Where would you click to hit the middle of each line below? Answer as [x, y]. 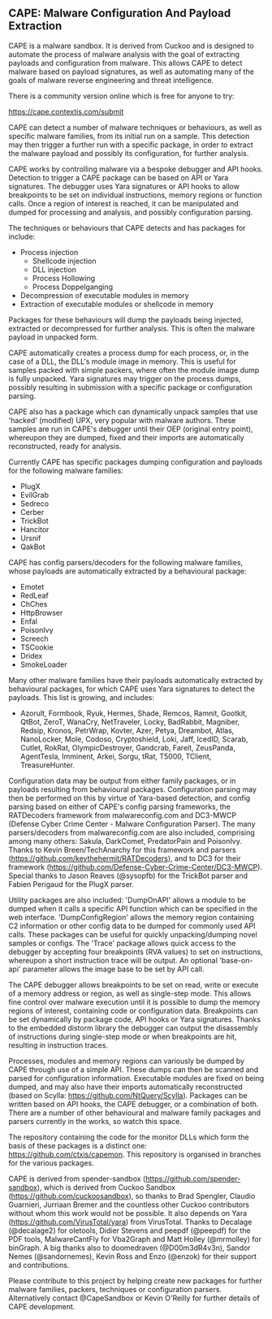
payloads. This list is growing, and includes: [82, 697]
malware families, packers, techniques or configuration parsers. [115, 1289]
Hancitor [35, 529]
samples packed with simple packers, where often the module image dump [134, 370]
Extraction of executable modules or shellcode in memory [117, 304]
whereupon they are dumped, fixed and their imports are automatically [126, 437]
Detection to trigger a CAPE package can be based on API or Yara [119, 177]
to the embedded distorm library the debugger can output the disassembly [133, 1027]
